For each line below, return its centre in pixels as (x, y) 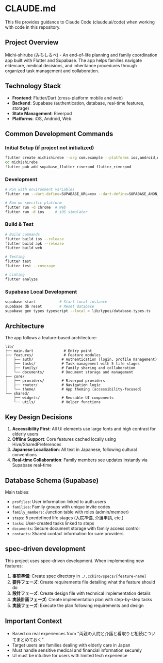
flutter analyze (21, 279)
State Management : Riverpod (42, 113)
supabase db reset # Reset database (50, 306)
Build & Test (19, 224)
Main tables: (17, 492)
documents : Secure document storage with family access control (76, 528)
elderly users (25, 434)
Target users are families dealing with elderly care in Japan (71, 645)
